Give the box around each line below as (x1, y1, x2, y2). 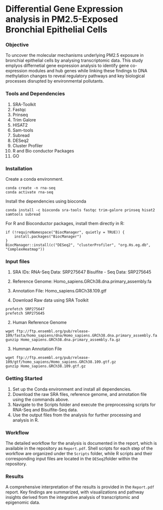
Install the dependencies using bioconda (5, 198, 87, 204)
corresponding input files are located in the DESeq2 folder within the (5, 456, 138, 461)
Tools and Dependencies (5, 90, 65, 97)
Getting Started (5, 375, 43, 382)
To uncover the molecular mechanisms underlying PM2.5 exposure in (5, 52, 144, 58)
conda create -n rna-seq (5, 186, 56, 190)
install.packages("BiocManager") (14, 234, 82, 239)
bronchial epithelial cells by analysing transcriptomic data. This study (5, 57, 143, 64)
